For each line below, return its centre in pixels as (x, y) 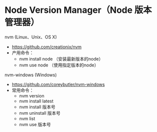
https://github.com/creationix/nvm (47, 47)
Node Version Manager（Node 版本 (78, 10)
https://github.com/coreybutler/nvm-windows (58, 84)
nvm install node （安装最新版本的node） (61, 59)
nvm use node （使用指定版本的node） (59, 65)
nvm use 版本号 (35, 124)
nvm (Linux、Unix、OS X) (31, 37)
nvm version (32, 96)
